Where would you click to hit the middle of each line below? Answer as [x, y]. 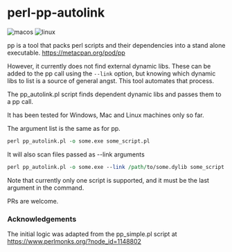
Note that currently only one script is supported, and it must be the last [108, 180]
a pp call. [20, 101]
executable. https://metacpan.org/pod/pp [66, 53]
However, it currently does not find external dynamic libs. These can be [109, 66]
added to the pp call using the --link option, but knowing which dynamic [111, 73]
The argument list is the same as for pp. [64, 128]
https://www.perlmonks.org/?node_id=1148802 [74, 241]
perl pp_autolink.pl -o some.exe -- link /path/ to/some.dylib [97, 167]
